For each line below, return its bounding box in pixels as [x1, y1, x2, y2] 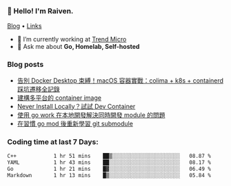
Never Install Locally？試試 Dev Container [17, 102, 136, 110]
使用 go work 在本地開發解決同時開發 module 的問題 [17, 110, 165, 119]
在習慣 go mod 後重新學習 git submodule [17, 119, 133, 127]
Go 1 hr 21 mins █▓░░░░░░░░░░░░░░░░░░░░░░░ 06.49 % [7, 165, 212, 172]
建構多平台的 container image [17, 93, 102, 102]
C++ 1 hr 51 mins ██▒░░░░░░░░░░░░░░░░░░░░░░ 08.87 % [7, 152, 212, 159]
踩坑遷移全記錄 [17, 85, 60, 93]
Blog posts [7, 60, 44, 70]
